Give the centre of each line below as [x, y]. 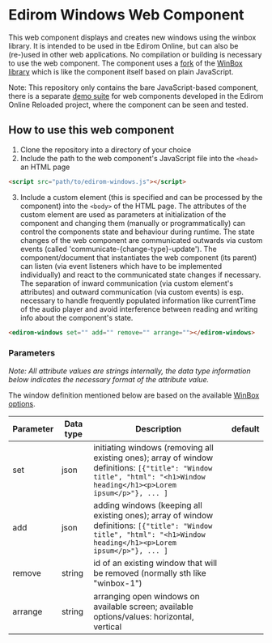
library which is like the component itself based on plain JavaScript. [121, 71]
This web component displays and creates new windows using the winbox [132, 37]
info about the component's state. [76, 317]
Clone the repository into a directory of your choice [106, 149]
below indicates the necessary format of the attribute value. [108, 379]
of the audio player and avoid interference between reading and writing [139, 309]
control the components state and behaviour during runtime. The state [137, 232]
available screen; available [143, 607]
